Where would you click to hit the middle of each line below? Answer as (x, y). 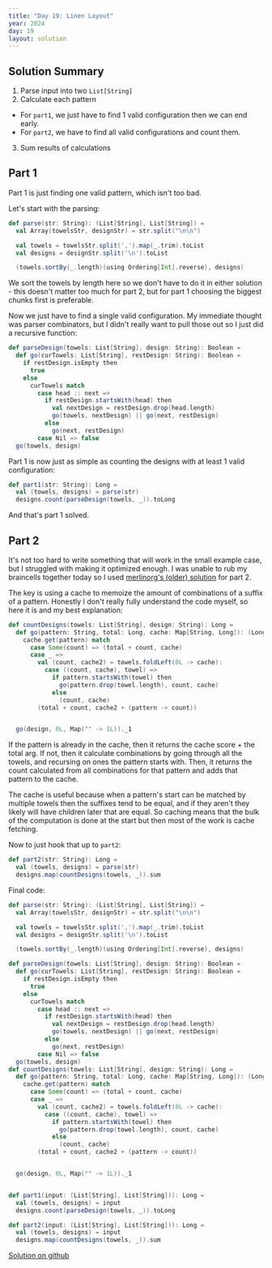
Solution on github (39, 1256)
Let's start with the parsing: (54, 208)
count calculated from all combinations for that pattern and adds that (123, 770)
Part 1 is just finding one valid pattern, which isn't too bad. (105, 193)
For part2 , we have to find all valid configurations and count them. (130, 132)
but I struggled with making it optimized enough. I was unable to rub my (128, 568)
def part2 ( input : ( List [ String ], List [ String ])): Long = (106, 1225)
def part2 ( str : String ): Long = (63, 860)
